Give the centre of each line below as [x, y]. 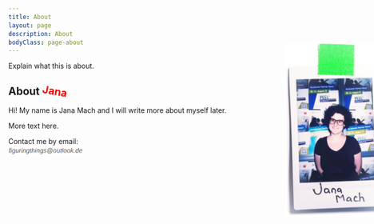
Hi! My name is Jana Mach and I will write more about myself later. [117, 110]
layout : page [30, 25]
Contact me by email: [43, 142]
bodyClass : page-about [46, 42]
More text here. [34, 126]
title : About [30, 17]
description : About [41, 34]
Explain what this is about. [51, 66]
